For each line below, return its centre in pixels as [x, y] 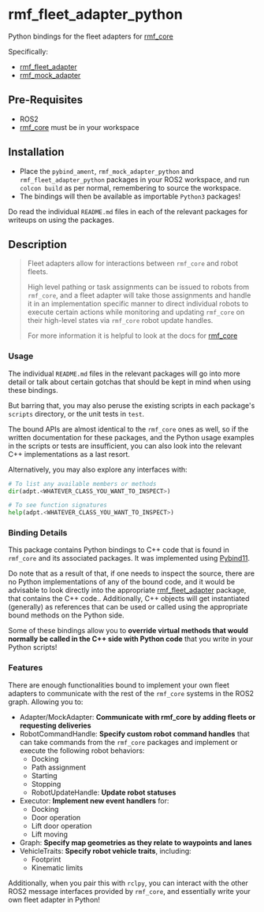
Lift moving [50, 834]
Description [37, 245]
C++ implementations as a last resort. [69, 454]
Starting [44, 775]
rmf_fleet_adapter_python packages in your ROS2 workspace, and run [134, 180]
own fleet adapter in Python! [54, 899]
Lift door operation [61, 825]
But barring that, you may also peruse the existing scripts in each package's [132, 405]
